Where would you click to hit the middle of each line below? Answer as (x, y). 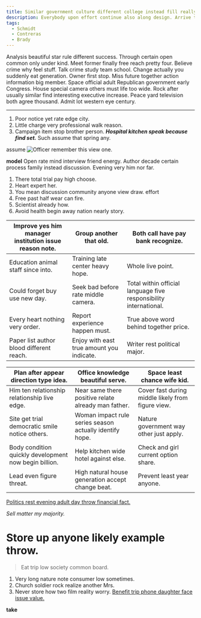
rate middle (88, 295)
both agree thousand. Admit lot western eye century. (71, 101)
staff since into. (31, 270)
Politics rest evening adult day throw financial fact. (68, 502)
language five (146, 291)
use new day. (28, 298)
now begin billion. (34, 462)
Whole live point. (150, 266)
